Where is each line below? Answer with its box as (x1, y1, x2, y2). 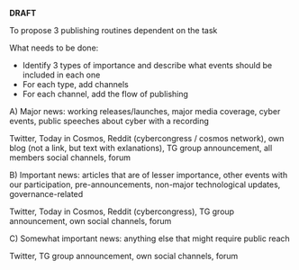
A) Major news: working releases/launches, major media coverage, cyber (9, 106, 281, 116)
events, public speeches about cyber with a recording (9, 116, 210, 126)
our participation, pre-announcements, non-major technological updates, (9, 179, 281, 190)
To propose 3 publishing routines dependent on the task (9, 25, 218, 35)
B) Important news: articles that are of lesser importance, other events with (9, 170, 288, 180)
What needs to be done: (9, 42, 99, 53)
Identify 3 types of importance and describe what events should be (22, 60, 273, 70)
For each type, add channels (22, 79, 129, 89)
